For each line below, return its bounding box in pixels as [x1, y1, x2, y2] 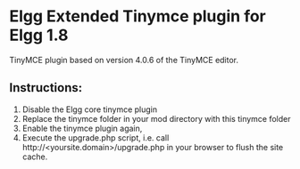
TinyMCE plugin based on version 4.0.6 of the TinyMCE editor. [9, 54, 239, 65]
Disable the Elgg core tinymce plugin [21, 104, 158, 115]
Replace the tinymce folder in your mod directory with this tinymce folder [21, 113, 291, 124]
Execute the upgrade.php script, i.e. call [21, 132, 170, 143]
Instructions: [9, 80, 83, 95]
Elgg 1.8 [9, 25, 69, 45]
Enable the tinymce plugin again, [21, 123, 143, 133]
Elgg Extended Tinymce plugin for [9, 6, 266, 27]
